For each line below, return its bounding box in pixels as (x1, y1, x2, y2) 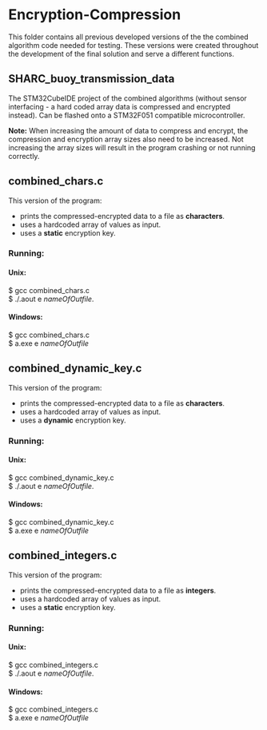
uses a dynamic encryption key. (19, 415, 126, 425)
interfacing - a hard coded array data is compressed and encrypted (8, 101, 231, 111)
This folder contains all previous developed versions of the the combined (8, 32, 249, 42)
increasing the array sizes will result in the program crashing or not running (8, 142, 256, 153)
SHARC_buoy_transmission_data (8, 72, 175, 85)
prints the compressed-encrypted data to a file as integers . (19, 585, 217, 595)
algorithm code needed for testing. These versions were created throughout (8, 40, 259, 50)
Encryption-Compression (8, 6, 181, 24)
